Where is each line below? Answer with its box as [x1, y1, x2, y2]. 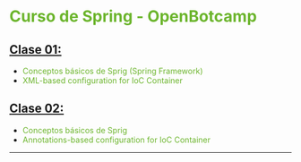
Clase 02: [9, 101, 64, 116]
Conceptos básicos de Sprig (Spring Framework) [21, 65, 203, 76]
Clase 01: [9, 42, 62, 57]
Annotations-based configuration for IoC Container [21, 134, 211, 145]
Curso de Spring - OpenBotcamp [9, 6, 257, 27]
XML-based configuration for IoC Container [21, 75, 184, 86]
